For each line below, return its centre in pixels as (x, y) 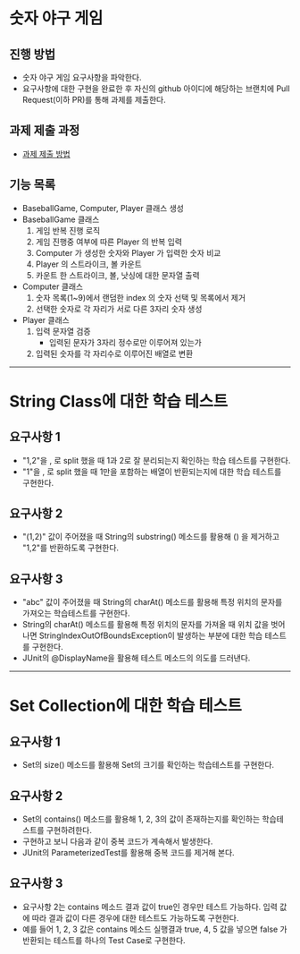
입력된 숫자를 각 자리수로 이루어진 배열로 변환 (114, 353)
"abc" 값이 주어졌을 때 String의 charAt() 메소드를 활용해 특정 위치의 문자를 (152, 602)
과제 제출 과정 (45, 131)
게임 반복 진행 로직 (68, 230)
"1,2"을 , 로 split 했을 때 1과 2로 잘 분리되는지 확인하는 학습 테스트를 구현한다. (156, 460)
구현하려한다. (69, 830)
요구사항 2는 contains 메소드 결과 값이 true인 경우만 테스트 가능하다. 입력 (150, 907)
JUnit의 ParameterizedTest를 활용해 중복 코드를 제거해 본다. (128, 853)
